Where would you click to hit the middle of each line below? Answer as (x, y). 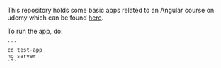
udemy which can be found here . (56, 18)
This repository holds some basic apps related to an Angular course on (111, 10)
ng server (22, 56)
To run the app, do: (35, 31)
